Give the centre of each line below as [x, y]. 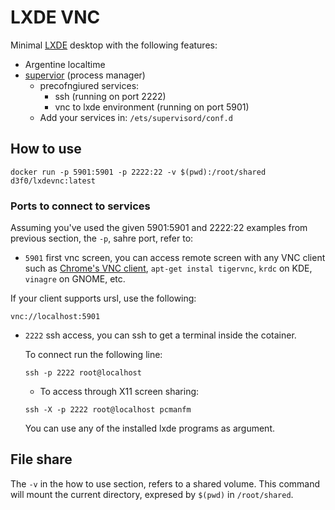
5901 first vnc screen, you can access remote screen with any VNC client [175, 258]
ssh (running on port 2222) [110, 96]
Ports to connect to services [80, 206]
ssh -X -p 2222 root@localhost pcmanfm [108, 410]
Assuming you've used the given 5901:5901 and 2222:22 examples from [159, 228]
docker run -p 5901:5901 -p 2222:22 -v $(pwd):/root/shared [138, 172]
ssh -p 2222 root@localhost [83, 373]
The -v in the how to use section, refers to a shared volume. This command [165, 483]
